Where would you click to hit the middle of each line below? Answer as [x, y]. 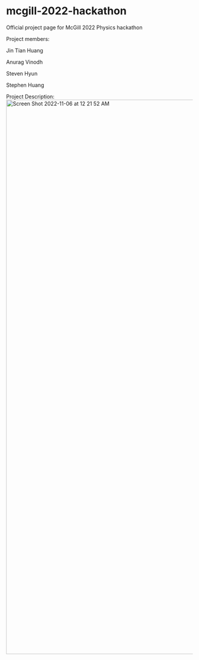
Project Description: [31, 96]
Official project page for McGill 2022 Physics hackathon [74, 27]
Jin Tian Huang [25, 50]
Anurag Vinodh [25, 62]
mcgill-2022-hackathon [66, 11]
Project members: [28, 39]
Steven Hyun [22, 73]
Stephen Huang [25, 85]
